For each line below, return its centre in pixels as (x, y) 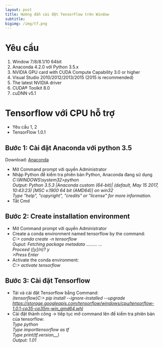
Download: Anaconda (27, 159)
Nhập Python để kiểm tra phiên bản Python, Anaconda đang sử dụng (82, 174)
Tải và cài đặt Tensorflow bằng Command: (55, 293)
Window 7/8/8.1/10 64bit (37, 62)
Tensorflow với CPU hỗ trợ (60, 113)
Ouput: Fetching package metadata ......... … (57, 244)
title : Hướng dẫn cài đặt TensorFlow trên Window (57, 14)
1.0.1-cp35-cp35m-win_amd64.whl (48, 308)
